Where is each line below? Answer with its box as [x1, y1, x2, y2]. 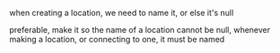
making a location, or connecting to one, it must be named [9, 34, 225, 44]
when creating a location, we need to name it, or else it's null [9, 8, 234, 18]
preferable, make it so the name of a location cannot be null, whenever [9, 25, 271, 34]
